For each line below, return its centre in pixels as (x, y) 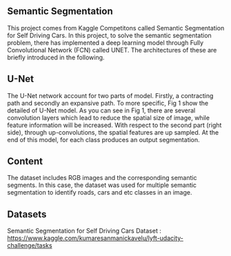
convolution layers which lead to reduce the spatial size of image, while (109, 117)
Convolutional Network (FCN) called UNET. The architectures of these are (112, 50)
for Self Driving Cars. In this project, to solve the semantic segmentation (109, 35)
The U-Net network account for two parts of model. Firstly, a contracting (110, 95)
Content (25, 161)
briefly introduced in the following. (56, 57)
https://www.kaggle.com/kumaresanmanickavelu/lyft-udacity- (96, 238)
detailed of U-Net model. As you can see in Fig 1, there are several (101, 110)
